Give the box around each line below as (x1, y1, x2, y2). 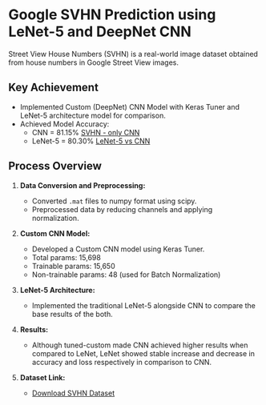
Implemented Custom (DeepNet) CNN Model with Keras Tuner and (19, 102, 240, 111)
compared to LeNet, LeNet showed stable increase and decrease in (31, 348, 255, 358)
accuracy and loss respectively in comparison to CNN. (31, 357, 212, 367)
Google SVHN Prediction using (8, 6, 216, 24)
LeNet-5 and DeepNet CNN (8, 22, 191, 41)
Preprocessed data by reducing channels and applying (31, 204, 213, 214)
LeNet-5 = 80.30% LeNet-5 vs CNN (31, 136, 151, 146)
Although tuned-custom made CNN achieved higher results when (31, 340, 248, 350)
